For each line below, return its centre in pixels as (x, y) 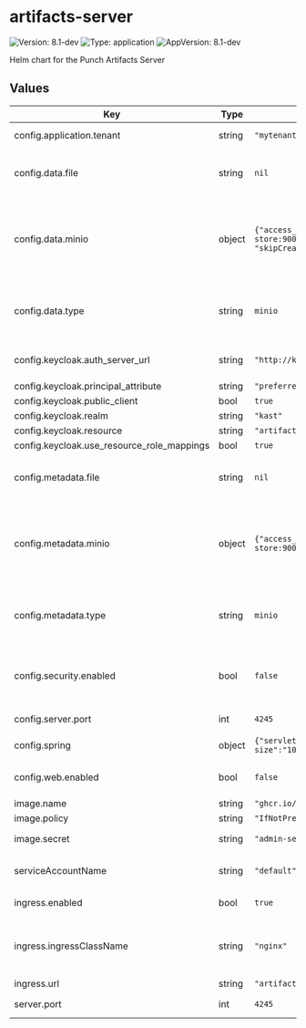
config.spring (42, 745)
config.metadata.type (60, 615)
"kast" (269, 415)
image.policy (41, 818)
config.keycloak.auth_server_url (82, 359)
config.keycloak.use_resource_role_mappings (112, 445)
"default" (275, 870)
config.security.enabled (65, 675)
